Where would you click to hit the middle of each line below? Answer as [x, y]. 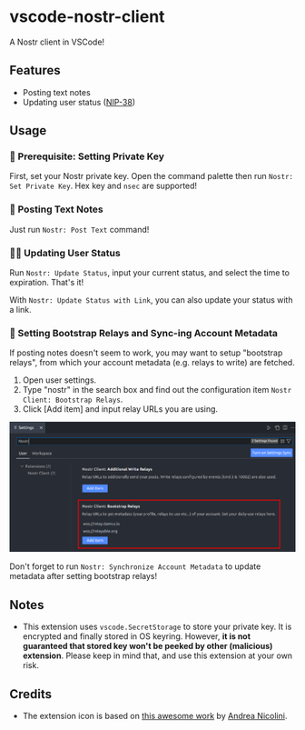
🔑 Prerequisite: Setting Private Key [87, 156]
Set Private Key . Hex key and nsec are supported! [103, 186]
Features [35, 70]
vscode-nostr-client [87, 17]
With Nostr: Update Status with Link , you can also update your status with [151, 300]
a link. [20, 310]
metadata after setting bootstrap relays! [84, 576]
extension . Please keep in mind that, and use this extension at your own [157, 655]
